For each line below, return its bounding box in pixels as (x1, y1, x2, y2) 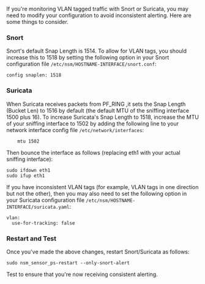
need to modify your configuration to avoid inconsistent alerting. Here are (6, 12, 192, 19)
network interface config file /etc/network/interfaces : (6, 126, 144, 133)
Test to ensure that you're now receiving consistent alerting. (6, 271, 158, 278)
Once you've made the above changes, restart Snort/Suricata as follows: (6, 248, 190, 255)
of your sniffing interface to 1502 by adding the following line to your (6, 119, 179, 127)
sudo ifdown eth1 (6, 167, 51, 173)
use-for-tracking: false (12, 220, 75, 226)
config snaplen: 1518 (6, 72, 62, 78)
